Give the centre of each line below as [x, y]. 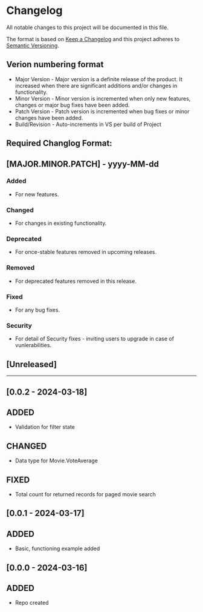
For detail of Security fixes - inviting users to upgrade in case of [94, 339]
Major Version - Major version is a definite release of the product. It [99, 79]
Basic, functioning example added [57, 548]
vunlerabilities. [33, 345]
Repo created [32, 603]
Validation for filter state [45, 427]
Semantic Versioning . [33, 45]
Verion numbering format [55, 65]
